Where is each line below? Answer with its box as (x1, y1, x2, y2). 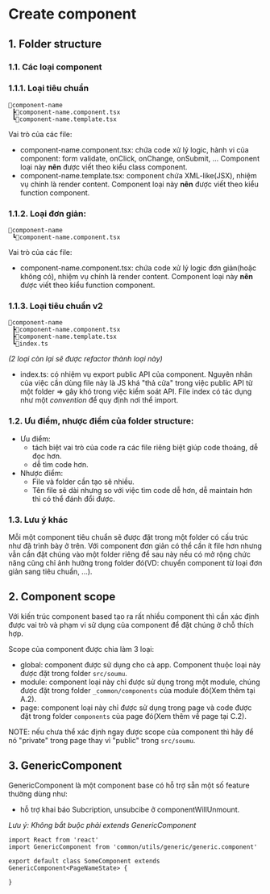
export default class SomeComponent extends (8, 857, 160, 865)
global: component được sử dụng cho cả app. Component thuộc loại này (19, 659, 261, 670)
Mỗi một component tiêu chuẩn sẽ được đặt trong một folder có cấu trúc (8, 532, 249, 541)
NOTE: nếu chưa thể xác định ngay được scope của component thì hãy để (8, 727, 254, 737)
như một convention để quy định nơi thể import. (19, 395, 179, 405)
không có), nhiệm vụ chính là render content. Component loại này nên (19, 272, 254, 282)
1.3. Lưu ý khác (8, 514, 69, 525)
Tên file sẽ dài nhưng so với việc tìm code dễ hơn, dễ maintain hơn (31, 485, 252, 495)
